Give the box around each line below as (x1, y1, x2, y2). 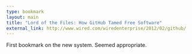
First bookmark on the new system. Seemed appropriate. (6, 42, 147, 49)
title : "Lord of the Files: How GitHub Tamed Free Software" (6, 20, 163, 26)
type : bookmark (6, 8, 44, 15)
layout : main (6, 14, 39, 20)
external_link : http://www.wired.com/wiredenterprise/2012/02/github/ (6, 25, 187, 31)
